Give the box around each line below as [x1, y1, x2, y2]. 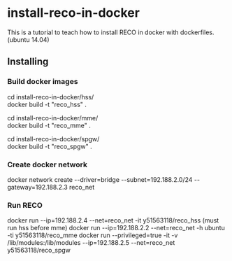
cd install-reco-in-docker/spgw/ [7, 134, 100, 143]
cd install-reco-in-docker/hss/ [7, 92, 94, 101]
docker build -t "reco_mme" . [7, 121, 91, 129]
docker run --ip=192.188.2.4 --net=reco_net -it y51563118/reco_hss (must [7, 216, 219, 225]
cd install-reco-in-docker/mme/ [7, 113, 99, 122]
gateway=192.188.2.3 [7, 183, 68, 191]
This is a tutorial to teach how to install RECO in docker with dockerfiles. [7, 28, 215, 36]
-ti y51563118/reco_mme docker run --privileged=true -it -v [7, 231, 178, 239]
